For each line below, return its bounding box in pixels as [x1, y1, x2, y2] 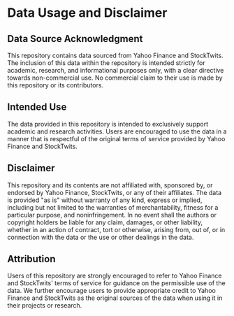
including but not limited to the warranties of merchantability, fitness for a [7, 203, 219, 211]
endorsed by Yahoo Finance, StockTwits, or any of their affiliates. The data [7, 188, 222, 196]
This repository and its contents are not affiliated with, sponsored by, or [7, 180, 213, 189]
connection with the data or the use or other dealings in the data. [7, 233, 194, 241]
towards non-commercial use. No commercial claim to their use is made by [7, 73, 223, 82]
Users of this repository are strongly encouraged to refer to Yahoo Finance [7, 271, 222, 280]
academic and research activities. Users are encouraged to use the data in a [7, 127, 227, 136]
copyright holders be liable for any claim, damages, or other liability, [7, 218, 203, 227]
